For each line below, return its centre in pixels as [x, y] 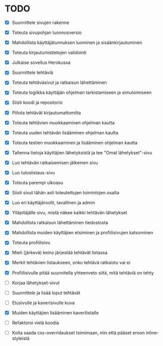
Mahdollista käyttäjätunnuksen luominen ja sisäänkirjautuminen [77, 42]
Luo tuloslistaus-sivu [33, 172]
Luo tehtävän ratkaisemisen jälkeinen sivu [55, 162]
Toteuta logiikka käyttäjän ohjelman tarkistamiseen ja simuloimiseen [82, 92]
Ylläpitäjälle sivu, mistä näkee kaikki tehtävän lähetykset [69, 213]
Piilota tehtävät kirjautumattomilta [46, 112]
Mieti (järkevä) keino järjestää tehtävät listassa [60, 253]
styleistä [20, 338]
